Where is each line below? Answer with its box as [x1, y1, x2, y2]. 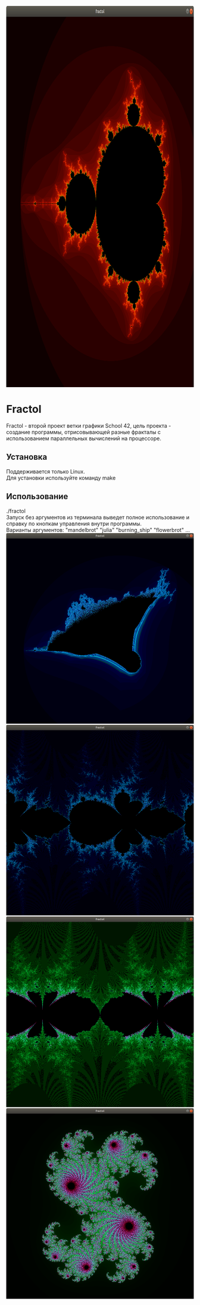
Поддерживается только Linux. [6, 468, 85, 475]
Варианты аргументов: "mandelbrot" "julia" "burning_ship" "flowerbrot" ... [6, 526, 190, 533]
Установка [6, 452, 48, 462]
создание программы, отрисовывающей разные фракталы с [6, 428, 161, 435]
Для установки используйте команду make [6, 474, 116, 481]
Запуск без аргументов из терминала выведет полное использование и [6, 513, 189, 521]
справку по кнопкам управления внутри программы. [6, 520, 142, 527]
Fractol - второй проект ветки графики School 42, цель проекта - [6, 422, 171, 429]
